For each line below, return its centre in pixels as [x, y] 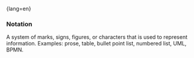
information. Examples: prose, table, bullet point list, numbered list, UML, [96, 44]
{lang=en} [19, 9]
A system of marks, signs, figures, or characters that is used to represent [97, 37]
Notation [19, 24]
